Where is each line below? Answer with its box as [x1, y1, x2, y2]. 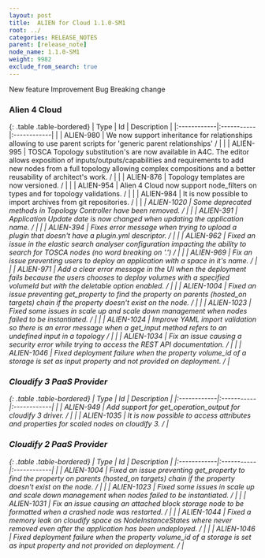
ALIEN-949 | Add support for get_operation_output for [63, 403, 241, 412]
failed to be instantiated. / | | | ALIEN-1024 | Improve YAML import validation [9, 314, 257, 324]
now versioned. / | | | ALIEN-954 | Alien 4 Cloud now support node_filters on [9, 180, 257, 190]
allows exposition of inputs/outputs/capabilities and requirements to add [9, 155, 244, 166]
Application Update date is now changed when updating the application [9, 214, 244, 224]
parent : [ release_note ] [9, 41, 88, 49]
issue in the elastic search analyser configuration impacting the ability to [9, 240, 247, 249]
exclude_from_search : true [9, 63, 98, 71]
